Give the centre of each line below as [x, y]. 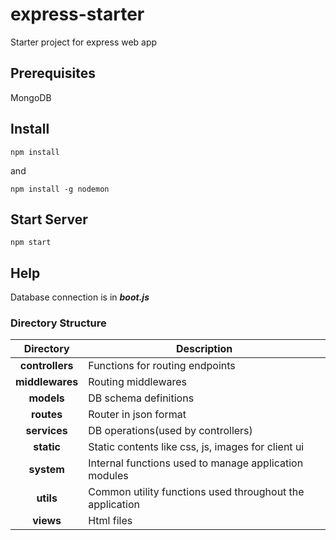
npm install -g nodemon [60, 189]
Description [204, 349]
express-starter [77, 14]
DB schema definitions [141, 398]
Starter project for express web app [84, 42]
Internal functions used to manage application [196, 463]
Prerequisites [53, 73]
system [46, 470]
